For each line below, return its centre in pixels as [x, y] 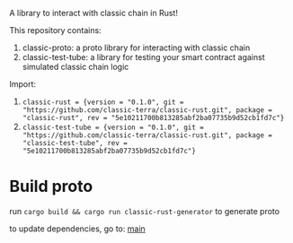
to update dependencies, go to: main [77, 229]
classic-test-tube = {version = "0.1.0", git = [113, 127]
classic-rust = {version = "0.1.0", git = [103, 102]
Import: [23, 84]
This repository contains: [55, 30]
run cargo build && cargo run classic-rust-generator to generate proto [145, 211]
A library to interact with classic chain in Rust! [93, 13]
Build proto [51, 187]
